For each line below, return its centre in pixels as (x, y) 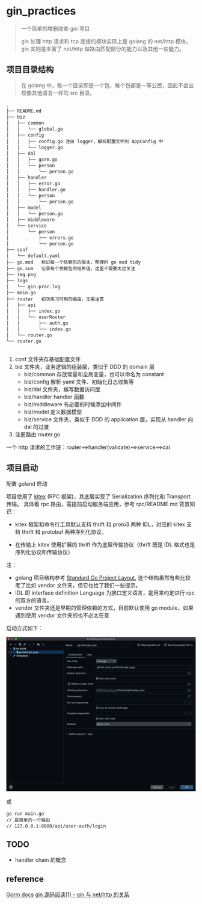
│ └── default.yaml (33, 256)
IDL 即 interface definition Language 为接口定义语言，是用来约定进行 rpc (105, 593)
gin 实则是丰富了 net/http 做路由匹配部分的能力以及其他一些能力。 (103, 49)
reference (25, 879)
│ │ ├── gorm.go (32, 159)
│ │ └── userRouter (36, 317)
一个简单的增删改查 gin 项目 (55, 28)
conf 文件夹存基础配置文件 (48, 359)
